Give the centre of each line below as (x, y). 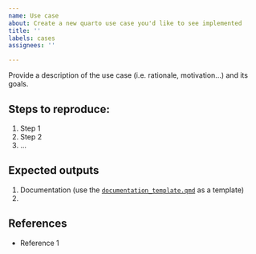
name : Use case (34, 16)
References (38, 224)
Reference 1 (39, 243)
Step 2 (31, 136)
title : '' (25, 30)
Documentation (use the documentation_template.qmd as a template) (132, 190)
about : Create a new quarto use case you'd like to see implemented (125, 23)
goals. (18, 84)
